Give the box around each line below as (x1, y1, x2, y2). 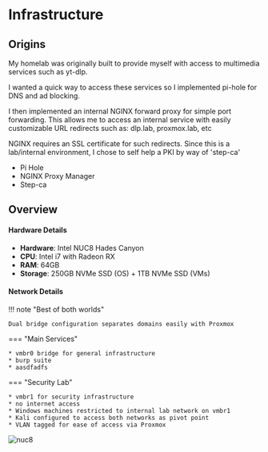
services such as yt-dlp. (8, 67, 88, 77)
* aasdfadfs (8, 363, 48, 371)
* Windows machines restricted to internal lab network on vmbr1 (8, 406, 230, 414)
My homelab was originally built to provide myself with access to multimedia (8, 58, 260, 68)
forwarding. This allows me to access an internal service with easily (8, 115, 231, 125)
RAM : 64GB (19, 260, 60, 269)
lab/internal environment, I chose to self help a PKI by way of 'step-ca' (8, 148, 241, 157)
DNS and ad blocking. (8, 91, 80, 101)
